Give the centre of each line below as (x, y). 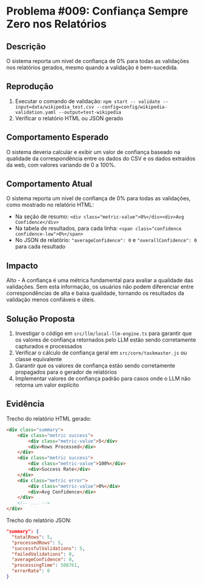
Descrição (26, 46)
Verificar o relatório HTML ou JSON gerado (69, 118)
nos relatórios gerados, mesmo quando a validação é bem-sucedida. (92, 67)
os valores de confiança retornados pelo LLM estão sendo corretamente (105, 340)
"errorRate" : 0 (31, 571)
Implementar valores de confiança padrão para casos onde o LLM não (103, 379)
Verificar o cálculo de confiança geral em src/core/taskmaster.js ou (101, 353)
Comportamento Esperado (58, 137)
